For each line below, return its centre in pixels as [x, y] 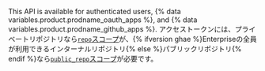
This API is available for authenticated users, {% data [95, 11]
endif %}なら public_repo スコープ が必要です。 [83, 59]
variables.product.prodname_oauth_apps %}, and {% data [103, 20]
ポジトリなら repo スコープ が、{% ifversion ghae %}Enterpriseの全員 [146, 39]
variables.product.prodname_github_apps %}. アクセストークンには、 [122, 29]
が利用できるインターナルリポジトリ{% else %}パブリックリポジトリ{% [125, 49]
